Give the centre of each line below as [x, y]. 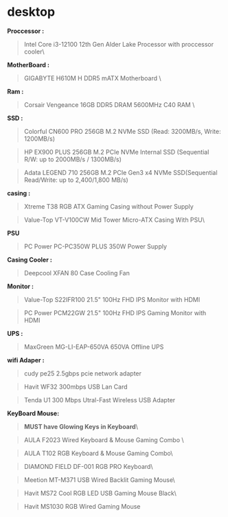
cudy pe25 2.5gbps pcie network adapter [83, 373]
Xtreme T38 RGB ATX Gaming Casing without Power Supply [109, 206]
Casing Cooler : [30, 260]
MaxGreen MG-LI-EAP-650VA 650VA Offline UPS [94, 347]
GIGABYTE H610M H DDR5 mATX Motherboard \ [92, 78]
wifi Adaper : [26, 360]
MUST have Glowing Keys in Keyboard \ [81, 426]
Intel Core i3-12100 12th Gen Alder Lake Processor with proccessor [119, 44]
